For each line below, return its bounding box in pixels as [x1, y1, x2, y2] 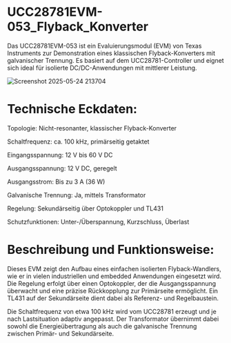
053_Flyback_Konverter [7, 19, 149, 35]
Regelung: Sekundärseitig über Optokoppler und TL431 [7, 204, 164, 213]
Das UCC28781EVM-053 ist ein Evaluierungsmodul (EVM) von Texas [7, 41, 202, 50]
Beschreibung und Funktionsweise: [7, 242, 214, 257]
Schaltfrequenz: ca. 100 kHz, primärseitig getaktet [7, 137, 150, 146]
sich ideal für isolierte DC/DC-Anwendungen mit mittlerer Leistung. [7, 63, 198, 72]
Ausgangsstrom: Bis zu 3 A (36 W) [7, 177, 106, 186]
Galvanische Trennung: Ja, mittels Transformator [7, 190, 146, 199]
